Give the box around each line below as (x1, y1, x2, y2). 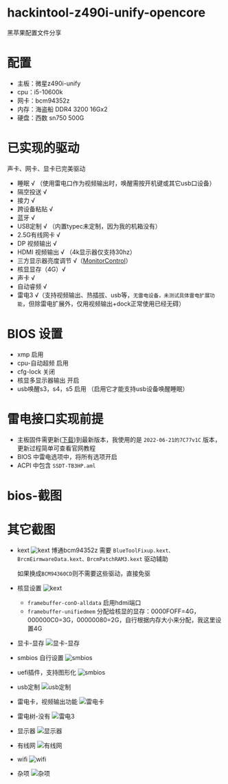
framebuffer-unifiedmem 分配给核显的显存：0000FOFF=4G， (27, 607, 201, 615)
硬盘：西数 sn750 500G (16, 114, 84, 122)
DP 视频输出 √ (16, 239, 57, 247)
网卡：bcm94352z (16, 96, 70, 105)
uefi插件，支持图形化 (16, 668, 77, 676)
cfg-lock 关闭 (16, 367, 55, 376)
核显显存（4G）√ (16, 265, 67, 273)
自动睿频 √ (16, 282, 47, 290)
